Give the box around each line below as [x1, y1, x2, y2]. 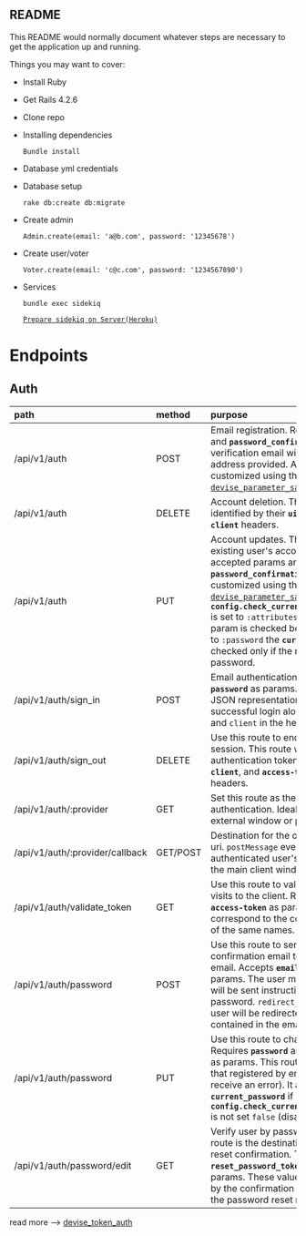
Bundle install [22, 147, 81, 156]
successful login [210, 705, 280, 718]
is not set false [210, 1110, 276, 1123]
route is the [210, 1136, 260, 1149]
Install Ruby [22, 77, 66, 87]
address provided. [210, 457, 289, 470]
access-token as [210, 901, 280, 914]
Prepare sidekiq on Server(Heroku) [22, 314, 158, 324]
